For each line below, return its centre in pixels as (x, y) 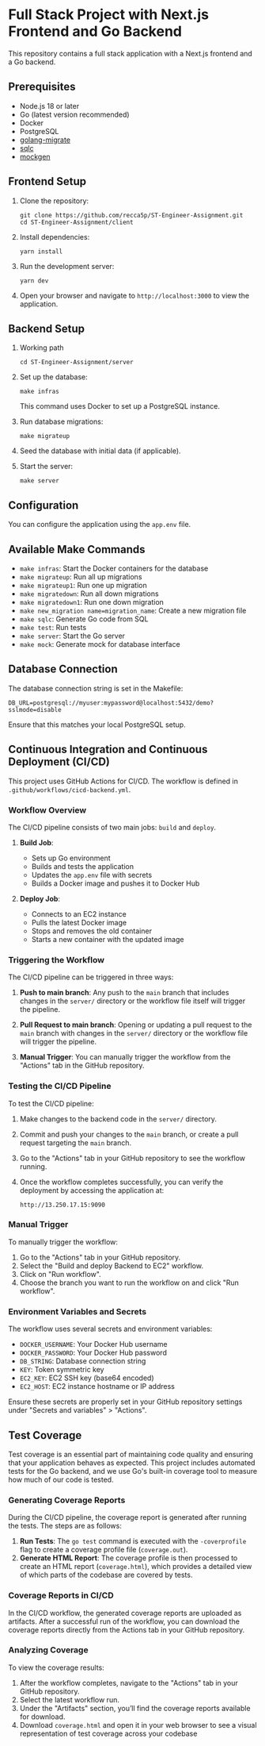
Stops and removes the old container (92, 931)
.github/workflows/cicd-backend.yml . (70, 789)
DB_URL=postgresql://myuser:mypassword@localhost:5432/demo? (111, 703)
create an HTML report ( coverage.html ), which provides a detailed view (136, 1567)
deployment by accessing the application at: (92, 1190)
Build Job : (36, 842)
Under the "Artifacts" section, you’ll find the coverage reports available (135, 1708)
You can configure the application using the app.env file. (100, 525)
